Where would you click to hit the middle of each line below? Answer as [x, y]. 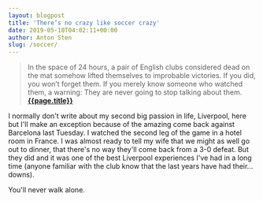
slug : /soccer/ [33, 45]
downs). [21, 175]
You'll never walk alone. [46, 190]
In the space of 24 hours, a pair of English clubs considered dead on [139, 67]
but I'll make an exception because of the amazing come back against [121, 125]
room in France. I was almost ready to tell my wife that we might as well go [129, 141]
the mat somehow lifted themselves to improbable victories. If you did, [141, 76]
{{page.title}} [50, 101]
